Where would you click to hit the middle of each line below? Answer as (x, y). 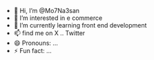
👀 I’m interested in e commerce (58, 18)
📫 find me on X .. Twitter (49, 33)
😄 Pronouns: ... (36, 43)
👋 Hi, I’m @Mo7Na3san (47, 11)
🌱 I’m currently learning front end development (80, 25)
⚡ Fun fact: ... (32, 51)
